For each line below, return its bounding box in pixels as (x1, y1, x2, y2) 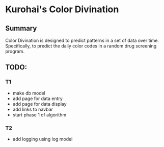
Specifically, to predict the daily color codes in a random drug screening (5, 43, 157, 49)
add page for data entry (12, 95, 63, 102)
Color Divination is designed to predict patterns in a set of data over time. (5, 37, 159, 43)
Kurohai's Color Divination (5, 4, 119, 15)
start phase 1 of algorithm (12, 111, 67, 118)
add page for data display (12, 101, 67, 107)
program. (5, 48, 25, 54)
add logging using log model (12, 136, 73, 142)
